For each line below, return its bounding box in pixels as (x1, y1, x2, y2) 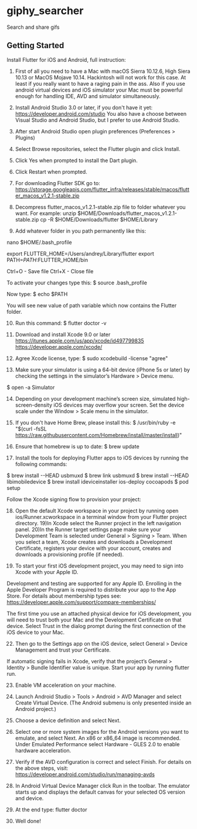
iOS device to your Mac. (6, 629, 65, 636)
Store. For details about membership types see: (6, 592, 122, 599)
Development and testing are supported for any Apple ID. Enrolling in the (6, 580, 182, 587)
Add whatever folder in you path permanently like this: (15, 227, 146, 234)
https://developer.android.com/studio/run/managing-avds (15, 771, 155, 778)
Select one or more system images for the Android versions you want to (15, 728, 189, 735)
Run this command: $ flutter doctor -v (15, 319, 107, 327)
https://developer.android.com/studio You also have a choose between (15, 110, 187, 117)
